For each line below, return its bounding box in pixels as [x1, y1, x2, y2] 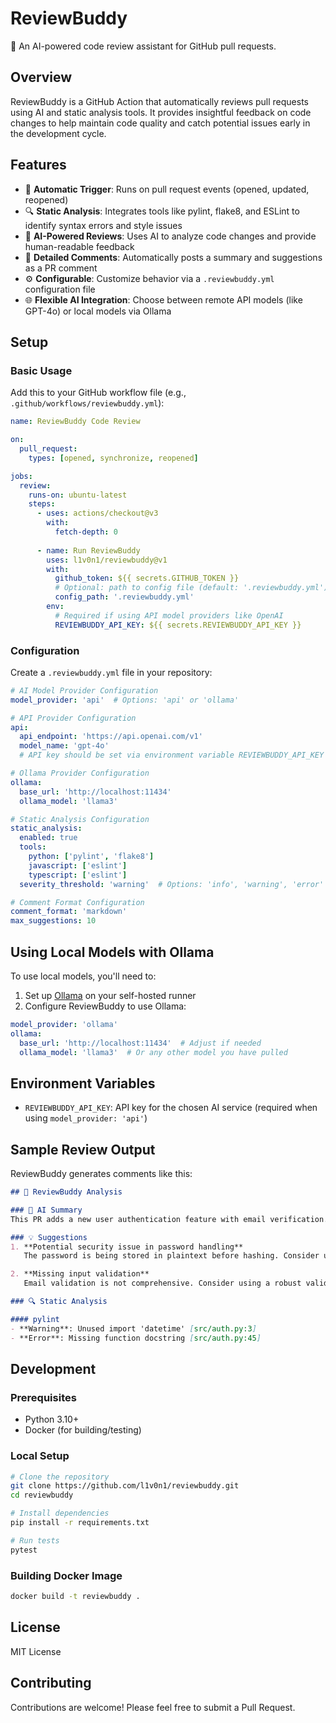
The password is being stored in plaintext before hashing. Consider [23, 1251, 320, 1261]
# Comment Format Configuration [10, 897, 145, 907]
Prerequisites [10, 1390, 77, 1404]
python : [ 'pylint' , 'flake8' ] [28, 852, 155, 862]
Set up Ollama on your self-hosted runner [24, 989, 197, 1001]
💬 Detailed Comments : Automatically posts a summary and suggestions [24, 251, 323, 263]
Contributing [10, 1675, 92, 1692]
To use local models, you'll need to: [10, 970, 157, 982]
